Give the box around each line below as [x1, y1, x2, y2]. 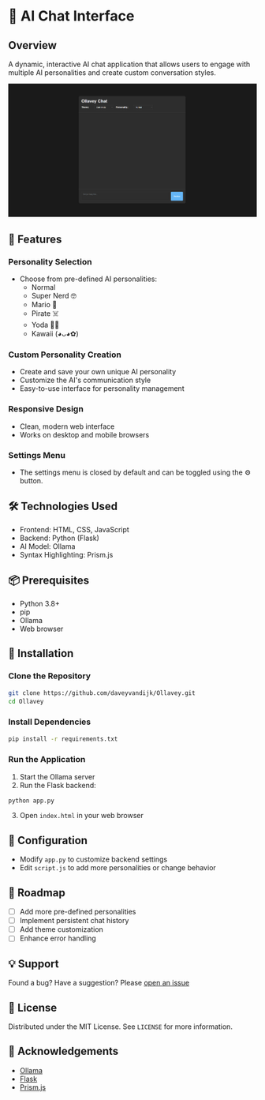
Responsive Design [8, 404, 84, 415]
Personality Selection [8, 256, 92, 267]
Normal [31, 283, 56, 292]
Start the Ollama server [19, 772, 95, 781]
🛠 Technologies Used [8, 500, 118, 513]
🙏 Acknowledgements [8, 1045, 119, 1058]
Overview [8, 39, 58, 52]
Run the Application [8, 754, 86, 765]
